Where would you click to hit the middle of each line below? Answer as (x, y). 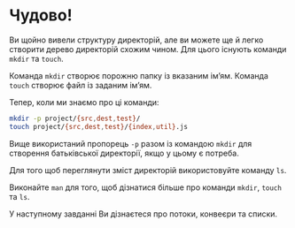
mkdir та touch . (36, 58)
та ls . (19, 196)
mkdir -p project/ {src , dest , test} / (75, 118)
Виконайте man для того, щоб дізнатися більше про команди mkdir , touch (145, 187)
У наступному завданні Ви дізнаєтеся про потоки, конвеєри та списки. (143, 214)
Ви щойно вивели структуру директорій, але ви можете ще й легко (136, 40)
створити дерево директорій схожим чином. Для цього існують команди (148, 49)
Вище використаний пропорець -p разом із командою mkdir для (131, 143)
